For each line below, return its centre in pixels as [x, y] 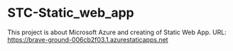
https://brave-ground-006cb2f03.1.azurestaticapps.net [88, 39]
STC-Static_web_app [71, 13]
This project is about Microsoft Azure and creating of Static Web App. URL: [117, 32]
